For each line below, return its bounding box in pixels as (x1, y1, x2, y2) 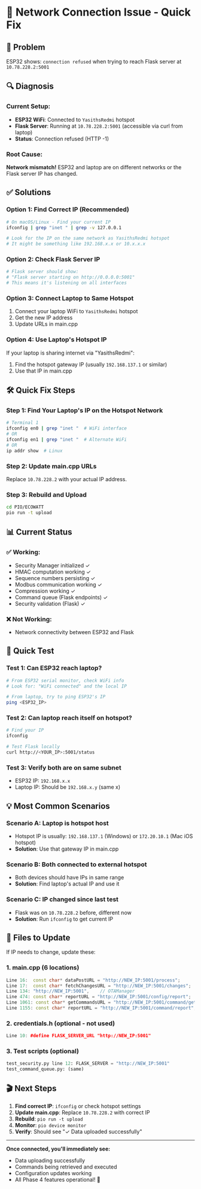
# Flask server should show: (6, 269, 79, 275)
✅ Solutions (6, 187, 51, 197)
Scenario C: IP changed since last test (6, 895, 118, 903)
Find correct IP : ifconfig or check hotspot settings (14, 1102, 141, 1109)
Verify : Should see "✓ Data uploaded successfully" (14, 1128, 142, 1135)
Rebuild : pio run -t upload (14, 1115, 83, 1122)
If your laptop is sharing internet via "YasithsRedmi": (6, 349, 135, 356)
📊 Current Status (6, 527, 72, 538)
